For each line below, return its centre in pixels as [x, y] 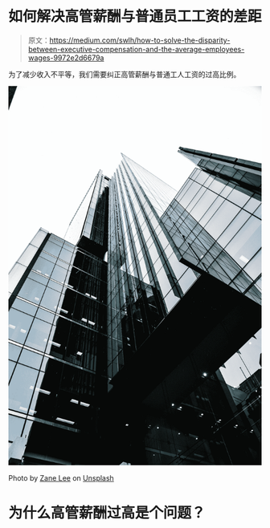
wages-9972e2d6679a [66, 58]
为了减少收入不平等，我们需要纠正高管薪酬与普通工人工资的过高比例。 [125, 74]
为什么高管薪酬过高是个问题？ [107, 512]
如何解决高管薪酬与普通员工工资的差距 [135, 16]
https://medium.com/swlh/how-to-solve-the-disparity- [140, 40]
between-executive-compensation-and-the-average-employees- [136, 49]
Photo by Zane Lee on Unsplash [61, 477]
